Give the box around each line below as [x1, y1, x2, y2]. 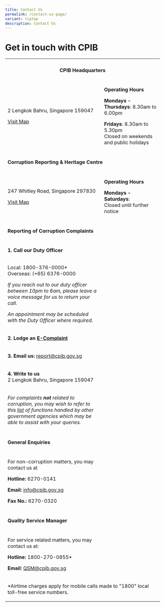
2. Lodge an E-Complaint [7, 335, 68, 342]
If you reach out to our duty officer [7, 281, 87, 288]
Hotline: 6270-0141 [7, 475, 56, 482]
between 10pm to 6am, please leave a [7, 288, 97, 294]
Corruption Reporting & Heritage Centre [7, 159, 103, 166]
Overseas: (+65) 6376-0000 [7, 270, 76, 277]
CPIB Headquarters [59, 67, 106, 74]
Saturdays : [104, 195, 130, 202]
